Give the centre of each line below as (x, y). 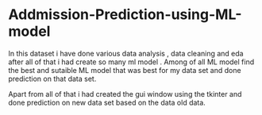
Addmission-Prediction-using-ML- (125, 15)
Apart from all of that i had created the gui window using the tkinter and (125, 94)
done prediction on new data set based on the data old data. (107, 102)
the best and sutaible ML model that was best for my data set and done (125, 70)
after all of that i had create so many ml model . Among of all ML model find (131, 62)
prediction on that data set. (52, 79)
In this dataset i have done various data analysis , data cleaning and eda (126, 53)
